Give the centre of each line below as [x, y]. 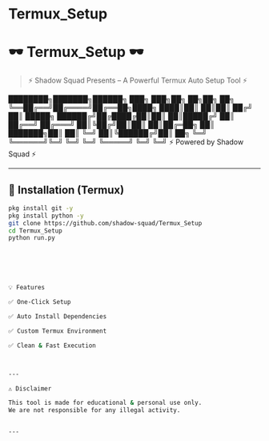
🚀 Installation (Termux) [66, 190]
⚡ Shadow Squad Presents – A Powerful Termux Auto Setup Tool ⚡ [138, 80]
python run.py [32, 238]
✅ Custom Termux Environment [58, 331]
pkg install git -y [41, 208]
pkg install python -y [46, 216]
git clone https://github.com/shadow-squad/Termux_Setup [105, 223]
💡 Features [27, 288]
